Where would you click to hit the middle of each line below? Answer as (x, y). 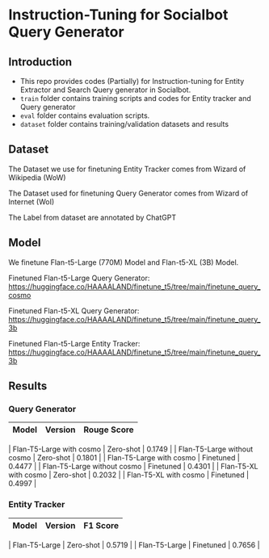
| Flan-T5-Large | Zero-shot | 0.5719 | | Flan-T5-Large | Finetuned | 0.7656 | (134, 545)
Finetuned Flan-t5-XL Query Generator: (74, 310)
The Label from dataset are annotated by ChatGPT (92, 217)
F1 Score (101, 525)
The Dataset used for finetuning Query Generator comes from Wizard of (128, 193)
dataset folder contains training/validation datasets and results (124, 124)
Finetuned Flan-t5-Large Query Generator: (79, 278)
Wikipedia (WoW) (37, 177)
